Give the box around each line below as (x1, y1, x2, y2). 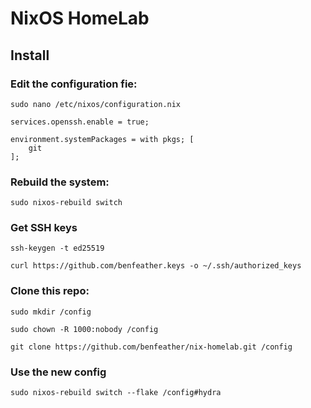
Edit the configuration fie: (10, 77, 138, 91)
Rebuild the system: (10, 175, 110, 189)
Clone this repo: (10, 284, 90, 298)
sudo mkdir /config (10, 307, 92, 317)
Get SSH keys (10, 221, 78, 235)
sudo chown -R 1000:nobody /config (10, 324, 159, 334)
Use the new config (10, 365, 107, 379)
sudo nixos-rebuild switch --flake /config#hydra (10, 388, 222, 398)
